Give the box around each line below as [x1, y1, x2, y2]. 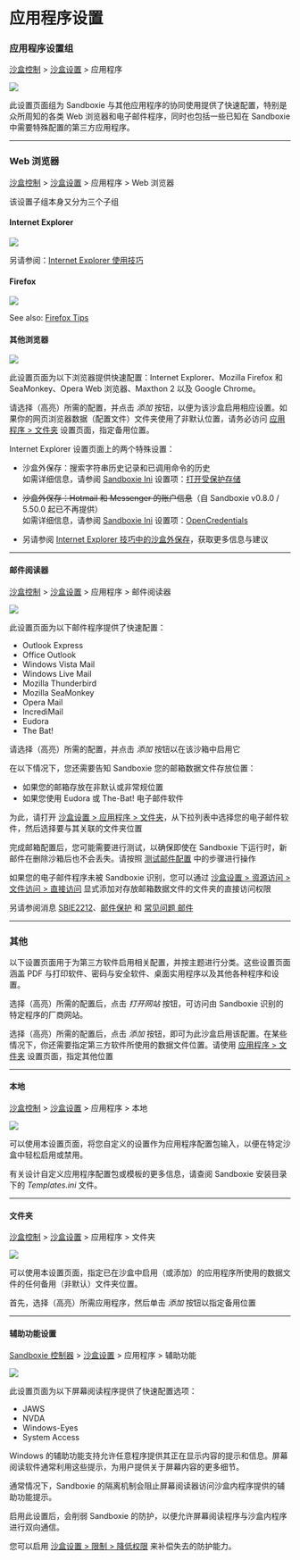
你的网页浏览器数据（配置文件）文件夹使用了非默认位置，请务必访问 [16, 413, 268, 424]
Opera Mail [21, 697, 63, 707]
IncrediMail [21, 706, 64, 717]
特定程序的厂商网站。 [9, 1009, 87, 1020]
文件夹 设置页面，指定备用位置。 [34, 425, 154, 436]
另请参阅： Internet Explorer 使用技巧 [9, 254, 144, 265]
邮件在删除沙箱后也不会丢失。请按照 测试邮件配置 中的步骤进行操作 [9, 853, 256, 863]
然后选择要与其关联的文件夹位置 [24, 822, 143, 833]
